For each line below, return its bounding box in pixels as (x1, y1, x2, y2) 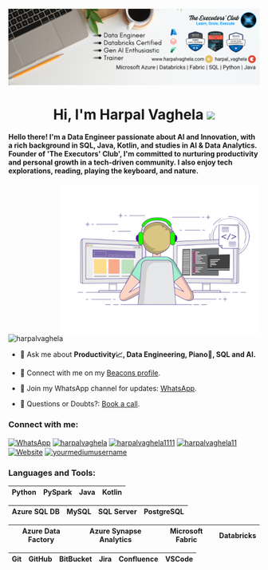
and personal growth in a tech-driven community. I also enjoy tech (8, 157, 233, 168)
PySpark (42, 488, 73, 497)
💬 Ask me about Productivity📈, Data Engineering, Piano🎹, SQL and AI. (19, 349, 257, 359)
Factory (27, 535, 54, 544)
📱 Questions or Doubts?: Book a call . (19, 398, 140, 408)
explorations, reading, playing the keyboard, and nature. (8, 166, 199, 176)
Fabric (175, 535, 198, 544)
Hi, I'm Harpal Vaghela (53, 105, 204, 124)
